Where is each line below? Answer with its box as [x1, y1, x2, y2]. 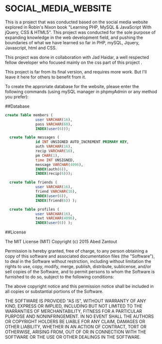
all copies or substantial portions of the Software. [5, 289, 103, 294]
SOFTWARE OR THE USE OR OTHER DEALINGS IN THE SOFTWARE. [5, 334, 141, 340]
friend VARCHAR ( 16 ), [35, 189, 77, 194]
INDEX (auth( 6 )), [35, 166, 68, 172]
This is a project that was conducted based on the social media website [5, 19, 148, 25]
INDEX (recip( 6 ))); [35, 171, 73, 176]
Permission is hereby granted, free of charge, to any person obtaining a [5, 248, 148, 254]
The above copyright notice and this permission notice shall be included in [5, 283, 154, 290]
